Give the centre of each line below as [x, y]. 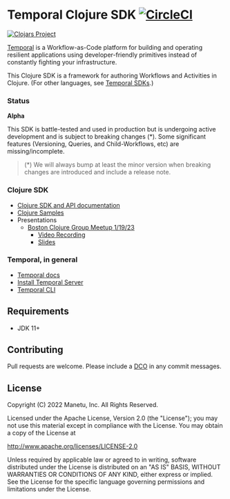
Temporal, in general [42, 260]
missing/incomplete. [36, 152]
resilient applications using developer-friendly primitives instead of [102, 55]
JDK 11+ [28, 328]
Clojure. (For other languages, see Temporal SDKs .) [80, 82]
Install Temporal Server [50, 282]
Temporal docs [38, 275]
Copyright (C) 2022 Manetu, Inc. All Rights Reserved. [83, 405]
